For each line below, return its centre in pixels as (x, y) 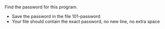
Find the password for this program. (41, 7)
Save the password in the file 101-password (56, 16)
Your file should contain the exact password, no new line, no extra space (86, 22)
